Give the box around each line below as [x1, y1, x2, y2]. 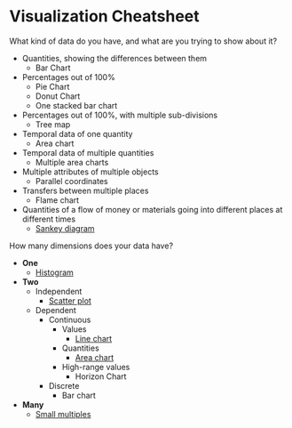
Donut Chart [35, 91, 81, 101]
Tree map [35, 118, 71, 130]
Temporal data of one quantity [21, 128, 133, 139]
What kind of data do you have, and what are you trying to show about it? [9, 36, 278, 46]
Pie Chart [35, 81, 70, 92]
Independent [35, 286, 83, 296]
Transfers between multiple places [21, 185, 149, 196]
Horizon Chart [75, 371, 127, 382]
